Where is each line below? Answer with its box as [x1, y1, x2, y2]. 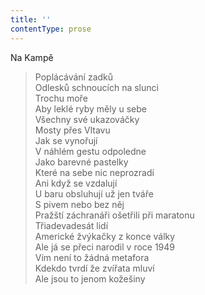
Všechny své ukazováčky [34, 113, 140, 125]
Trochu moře [34, 92, 88, 104]
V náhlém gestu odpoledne [34, 145, 147, 157]
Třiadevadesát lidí [34, 219, 109, 231]
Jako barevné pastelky [34, 156, 129, 168]
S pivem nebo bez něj [34, 198, 125, 210]
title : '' [10, 14, 52, 25]
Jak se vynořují [34, 134, 98, 146]
